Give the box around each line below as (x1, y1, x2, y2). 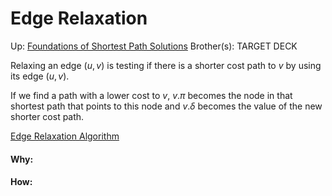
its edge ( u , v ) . (10, 70, 70, 82)
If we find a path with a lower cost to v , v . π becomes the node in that (10, 89, 293, 101)
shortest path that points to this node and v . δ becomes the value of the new (10, 100, 323, 112)
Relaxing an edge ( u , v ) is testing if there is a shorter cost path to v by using (10, 59, 322, 71)
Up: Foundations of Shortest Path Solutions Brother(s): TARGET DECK (10, 40, 298, 52)
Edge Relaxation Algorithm (10, 130, 120, 142)
